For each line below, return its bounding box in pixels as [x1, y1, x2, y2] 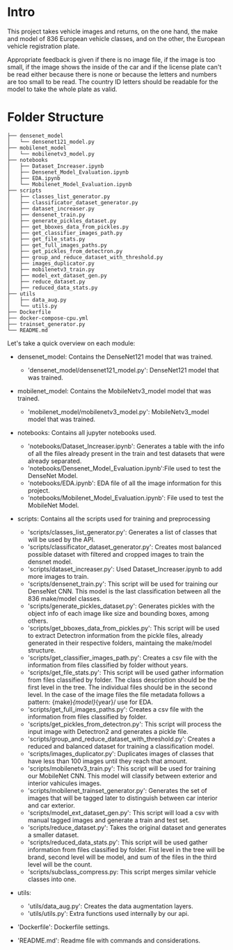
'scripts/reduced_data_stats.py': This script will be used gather [27, 838, 208, 846]
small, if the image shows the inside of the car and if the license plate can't [7, 63, 222, 71]
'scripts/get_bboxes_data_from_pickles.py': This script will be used [27, 623, 220, 632]
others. [27, 616, 49, 625]
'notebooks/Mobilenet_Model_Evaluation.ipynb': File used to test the [27, 493, 224, 502]
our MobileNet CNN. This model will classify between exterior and [27, 771, 218, 780]
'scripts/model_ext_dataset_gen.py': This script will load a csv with [27, 808, 219, 817]
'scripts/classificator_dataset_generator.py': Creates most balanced [27, 543, 222, 551]
